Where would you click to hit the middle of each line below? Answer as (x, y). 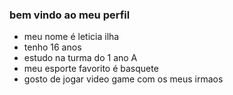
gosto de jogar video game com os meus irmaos (123, 79)
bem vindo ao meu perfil (70, 15)
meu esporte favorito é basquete (91, 69)
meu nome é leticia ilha (71, 37)
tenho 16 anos (52, 47)
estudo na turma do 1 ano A (80, 58)
